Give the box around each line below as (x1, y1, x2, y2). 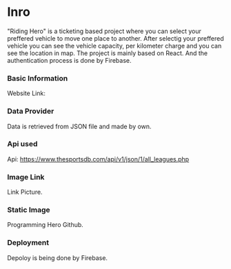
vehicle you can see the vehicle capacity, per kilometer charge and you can (7, 41, 222, 50)
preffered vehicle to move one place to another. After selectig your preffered (7, 34, 224, 42)
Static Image (7, 205, 50, 215)
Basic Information (7, 73, 68, 83)
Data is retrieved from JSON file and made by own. (7, 122, 152, 130)
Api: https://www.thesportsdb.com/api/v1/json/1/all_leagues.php (7, 155, 190, 163)
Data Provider (7, 106, 54, 116)
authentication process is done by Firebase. (7, 56, 132, 64)
